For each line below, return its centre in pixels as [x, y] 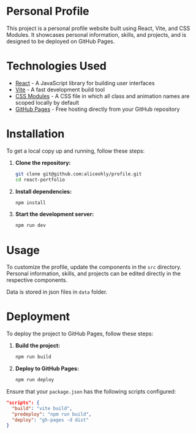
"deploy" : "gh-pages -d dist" [50, 420]
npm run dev [30, 226]
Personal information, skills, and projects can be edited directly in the [93, 273]
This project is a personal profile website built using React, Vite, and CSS [98, 28]
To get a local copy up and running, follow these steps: [76, 151]
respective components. [37, 280]
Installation [36, 134]
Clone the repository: [43, 162]
